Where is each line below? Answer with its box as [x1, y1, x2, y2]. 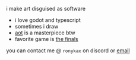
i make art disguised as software [6, 5, 86, 12]
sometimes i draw [14, 23, 59, 30]
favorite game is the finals [14, 36, 78, 42]
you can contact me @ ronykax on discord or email [6, 47, 130, 54]
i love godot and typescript [14, 17, 81, 23]
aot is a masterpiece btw [14, 29, 75, 36]
